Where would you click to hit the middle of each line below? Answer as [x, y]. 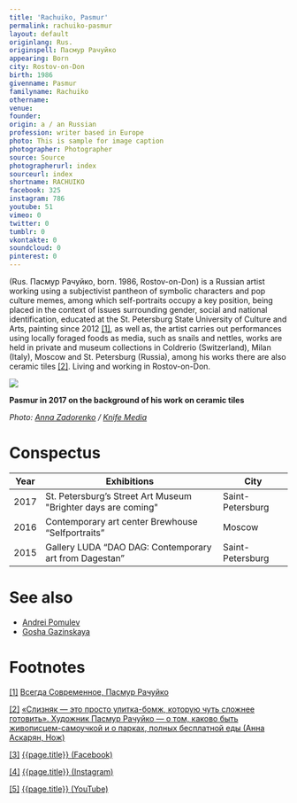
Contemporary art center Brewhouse [122, 521]
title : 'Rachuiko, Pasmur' [59, 17]
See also [41, 598]
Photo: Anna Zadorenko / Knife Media [78, 417]
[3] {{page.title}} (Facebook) [61, 754]
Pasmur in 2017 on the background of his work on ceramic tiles [127, 400]
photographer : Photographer [61, 149]
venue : [21, 108]
